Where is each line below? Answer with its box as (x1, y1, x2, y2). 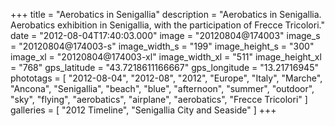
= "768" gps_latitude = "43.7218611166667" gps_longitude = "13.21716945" (10, 62, 319, 73)
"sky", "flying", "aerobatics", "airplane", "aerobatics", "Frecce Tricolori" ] (10, 94, 308, 105)
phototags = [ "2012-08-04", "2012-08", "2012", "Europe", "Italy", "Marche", (10, 72, 323, 84)
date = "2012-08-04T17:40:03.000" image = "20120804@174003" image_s (10, 30, 321, 41)
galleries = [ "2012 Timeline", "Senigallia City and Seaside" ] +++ (10, 104, 277, 116)
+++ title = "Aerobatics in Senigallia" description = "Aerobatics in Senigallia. (10, 9, 322, 20)
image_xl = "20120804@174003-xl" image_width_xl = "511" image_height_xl (10, 51, 322, 63)
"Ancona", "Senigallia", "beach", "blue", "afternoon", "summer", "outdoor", (10, 83, 315, 94)
